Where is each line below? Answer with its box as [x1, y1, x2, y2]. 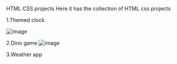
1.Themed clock [6, 17, 45, 23]
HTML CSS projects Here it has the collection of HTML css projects [6, 5, 171, 12]
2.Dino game [6, 40, 37, 46]
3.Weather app [6, 51, 43, 58]
